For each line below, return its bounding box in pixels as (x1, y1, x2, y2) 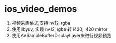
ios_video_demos (4, 3, 77, 15)
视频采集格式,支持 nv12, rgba (11, 20, 71, 26)
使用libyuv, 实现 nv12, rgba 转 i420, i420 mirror (11, 26, 108, 32)
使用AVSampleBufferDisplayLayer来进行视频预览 (11, 32, 111, 38)
